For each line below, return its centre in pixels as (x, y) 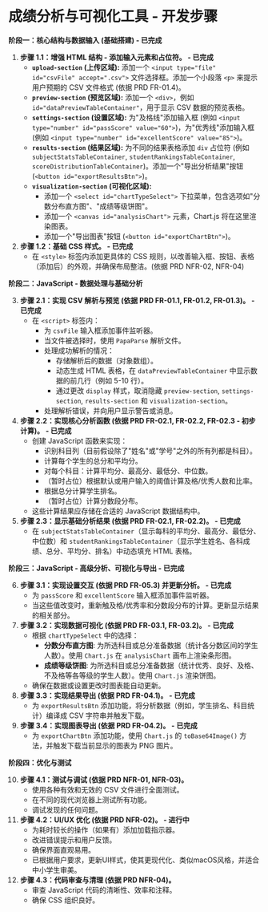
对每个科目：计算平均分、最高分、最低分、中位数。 (128, 471)
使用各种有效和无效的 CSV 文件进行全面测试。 (108, 789)
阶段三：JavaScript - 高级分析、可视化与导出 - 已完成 (96, 568)
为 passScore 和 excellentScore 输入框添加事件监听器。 (123, 595)
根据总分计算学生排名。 (82, 491)
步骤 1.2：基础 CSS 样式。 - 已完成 (76, 246)
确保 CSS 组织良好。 (66, 900)
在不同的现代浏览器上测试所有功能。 (92, 800)
